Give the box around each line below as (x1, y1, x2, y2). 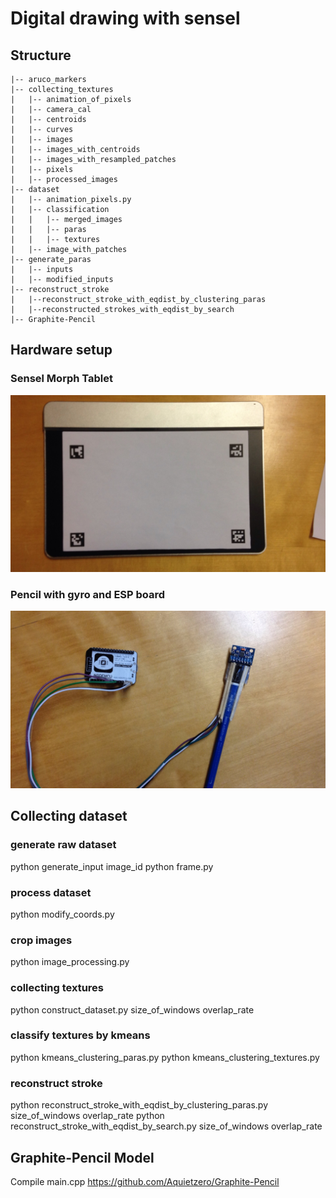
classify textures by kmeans (10, 1028, 151, 1042)
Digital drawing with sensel (10, 7, 241, 30)
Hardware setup (10, 342, 113, 359)
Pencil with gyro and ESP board (10, 588, 166, 602)
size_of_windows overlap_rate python (10, 1110, 165, 1122)
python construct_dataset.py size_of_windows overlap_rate (10, 1003, 255, 1016)
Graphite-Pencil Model (10, 1149, 155, 1166)
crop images (10, 933, 73, 947)
